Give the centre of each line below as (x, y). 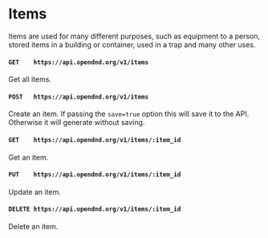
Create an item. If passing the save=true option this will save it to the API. (129, 114)
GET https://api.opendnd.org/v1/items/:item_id (95, 140)
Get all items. (30, 79)
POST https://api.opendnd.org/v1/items (79, 97)
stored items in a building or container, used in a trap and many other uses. (132, 44)
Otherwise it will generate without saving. (77, 123)
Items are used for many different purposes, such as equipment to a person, (134, 36)
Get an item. (28, 157)
